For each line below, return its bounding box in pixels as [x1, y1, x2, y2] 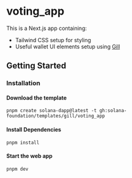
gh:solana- [99, 108, 127, 114]
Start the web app [6, 152, 53, 160]
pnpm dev [6, 166, 29, 172]
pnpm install [6, 139, 40, 146]
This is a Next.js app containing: [6, 24, 87, 32]
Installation [6, 79, 41, 87]
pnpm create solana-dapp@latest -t [6, 108, 97, 114]
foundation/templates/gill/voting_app [6, 113, 105, 119]
